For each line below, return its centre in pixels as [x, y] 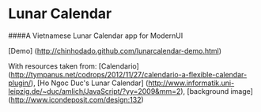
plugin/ [20, 83]
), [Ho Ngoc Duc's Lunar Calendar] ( [89, 83]
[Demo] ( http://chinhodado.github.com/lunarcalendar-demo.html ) [115, 50]
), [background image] [217, 91]
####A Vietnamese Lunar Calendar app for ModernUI [96, 35]
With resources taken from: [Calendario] [74, 66]
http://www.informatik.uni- [191, 83]
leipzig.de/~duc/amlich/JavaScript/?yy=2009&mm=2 [95, 91]
